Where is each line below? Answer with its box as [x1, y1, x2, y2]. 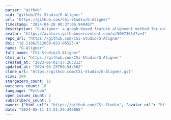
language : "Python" [5, 88, 47, 93]
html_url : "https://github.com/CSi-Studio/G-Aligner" [5, 55, 122, 60]
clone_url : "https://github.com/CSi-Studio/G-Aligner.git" [5, 69, 133, 75]
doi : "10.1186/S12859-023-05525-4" [5, 41, 81, 46]
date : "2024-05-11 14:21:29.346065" [5, 107, 83, 112]
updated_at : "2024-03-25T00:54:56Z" [5, 64, 83, 69]
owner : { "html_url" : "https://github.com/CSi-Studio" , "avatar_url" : [5, 103, 156, 108]
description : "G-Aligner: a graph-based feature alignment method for [5, 27, 158, 32]
